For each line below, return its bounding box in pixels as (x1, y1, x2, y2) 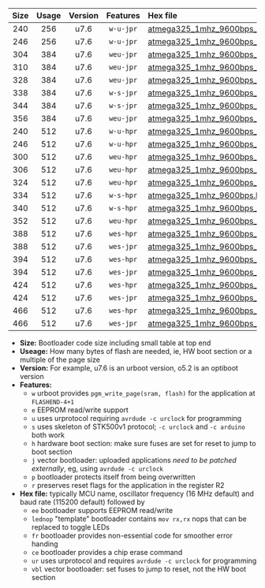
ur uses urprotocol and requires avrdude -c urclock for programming (31, 556, 257, 565)
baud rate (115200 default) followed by (19, 497, 145, 507)
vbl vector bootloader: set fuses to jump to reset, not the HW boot (31, 564, 247, 574)
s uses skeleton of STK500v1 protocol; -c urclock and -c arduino (31, 422, 246, 431)
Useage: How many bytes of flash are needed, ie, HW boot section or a (19, 347, 252, 355)
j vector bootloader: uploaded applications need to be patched (31, 456, 237, 464)
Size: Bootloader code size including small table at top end (19, 338, 211, 348)
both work (31, 430, 65, 440)
